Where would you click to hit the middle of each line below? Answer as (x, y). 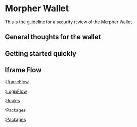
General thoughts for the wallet (53, 37)
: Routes (13, 100)
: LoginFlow (16, 91)
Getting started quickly (41, 54)
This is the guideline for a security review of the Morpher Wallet (68, 22)
